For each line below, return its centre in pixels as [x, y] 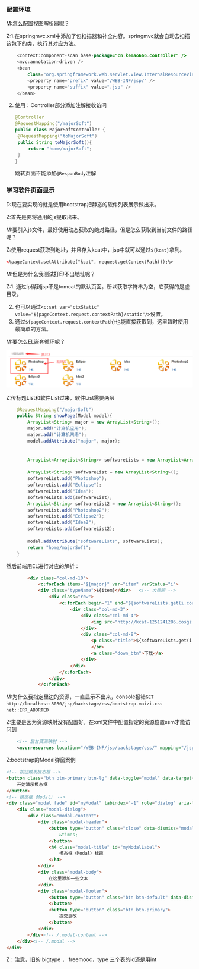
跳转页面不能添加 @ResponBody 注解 [55, 173]
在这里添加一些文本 [68, 879]
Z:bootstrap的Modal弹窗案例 [41, 760]
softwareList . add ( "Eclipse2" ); [66, 516]
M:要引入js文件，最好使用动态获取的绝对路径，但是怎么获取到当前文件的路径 [99, 230]
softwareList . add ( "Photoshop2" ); [69, 510]
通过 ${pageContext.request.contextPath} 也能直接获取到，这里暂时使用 [101, 321]
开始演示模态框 [32, 784]
